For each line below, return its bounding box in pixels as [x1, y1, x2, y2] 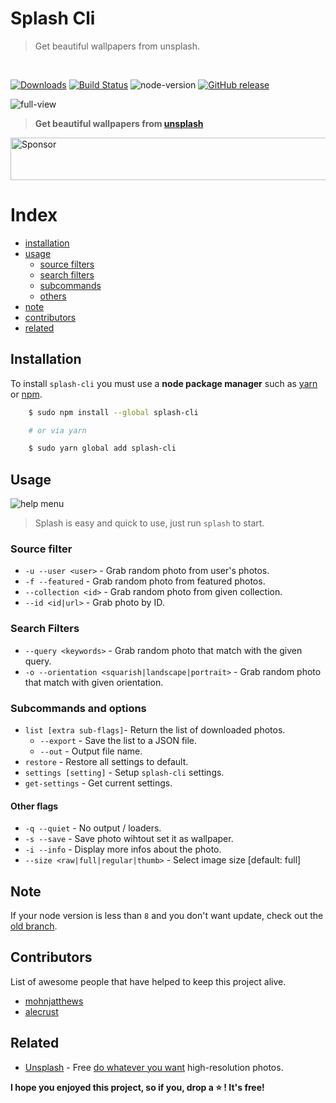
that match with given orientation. [24, 676, 164, 688]
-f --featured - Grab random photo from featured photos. [24, 575, 266, 587]
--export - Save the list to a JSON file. [39, 735, 198, 747]
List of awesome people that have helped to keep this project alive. [10, 975, 287, 987]
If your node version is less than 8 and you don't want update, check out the [10, 910, 324, 922]
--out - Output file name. [39, 745, 143, 757]
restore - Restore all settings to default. [24, 756, 189, 768]
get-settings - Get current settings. [24, 777, 173, 789]
